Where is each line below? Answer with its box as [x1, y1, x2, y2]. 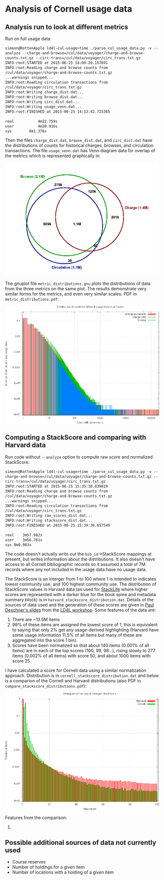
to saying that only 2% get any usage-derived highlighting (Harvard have [12, 627, 159, 633]
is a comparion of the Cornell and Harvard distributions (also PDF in [5, 678, 142, 683]
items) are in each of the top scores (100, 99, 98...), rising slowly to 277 [12, 647, 156, 653]
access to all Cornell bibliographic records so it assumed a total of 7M [5, 561, 145, 567]
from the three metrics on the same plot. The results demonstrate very [5, 285, 147, 291]
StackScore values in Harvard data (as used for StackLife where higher [5, 586, 148, 592]
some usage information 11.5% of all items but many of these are [12, 632, 143, 638]
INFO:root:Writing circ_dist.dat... [5, 100, 80, 104]
